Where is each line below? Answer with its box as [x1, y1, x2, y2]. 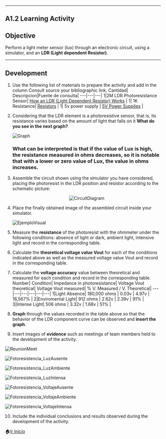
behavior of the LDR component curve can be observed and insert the [12, 316, 157, 322]
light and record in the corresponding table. [12, 240, 101, 246]
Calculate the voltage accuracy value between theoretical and [12, 270, 140, 276]
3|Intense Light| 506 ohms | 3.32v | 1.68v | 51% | [12, 301, 111, 308]
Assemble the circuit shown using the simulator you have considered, [12, 175, 154, 181]
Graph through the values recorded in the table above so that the [12, 311, 145, 317]
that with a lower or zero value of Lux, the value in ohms [12, 157, 149, 164]
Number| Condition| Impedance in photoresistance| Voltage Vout [12, 280, 145, 286]
